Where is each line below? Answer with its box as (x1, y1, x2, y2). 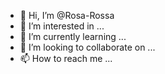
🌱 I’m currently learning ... (19, 31, 127, 42)
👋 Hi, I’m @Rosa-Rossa (19, 10, 115, 21)
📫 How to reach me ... (19, 53, 113, 64)
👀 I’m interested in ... (19, 20, 105, 32)
